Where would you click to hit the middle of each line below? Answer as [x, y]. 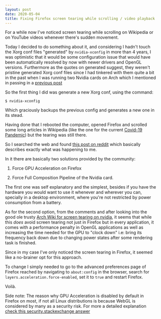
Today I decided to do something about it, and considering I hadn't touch [78, 47]
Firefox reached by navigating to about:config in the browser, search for [77, 272]
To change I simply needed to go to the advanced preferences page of [76, 267]
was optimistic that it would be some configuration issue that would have [78, 57]
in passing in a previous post [34, 83]
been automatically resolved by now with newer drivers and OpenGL [73, 62]
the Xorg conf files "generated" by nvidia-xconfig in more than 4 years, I [78, 52]
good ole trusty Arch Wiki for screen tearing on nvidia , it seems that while [78, 217]
